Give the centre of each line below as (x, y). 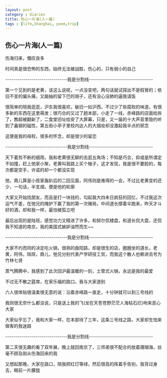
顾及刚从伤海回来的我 (36, 354)
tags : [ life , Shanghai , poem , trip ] (42, 24)
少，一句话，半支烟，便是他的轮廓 (40, 187)
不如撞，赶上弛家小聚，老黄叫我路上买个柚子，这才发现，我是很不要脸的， (81, 164)
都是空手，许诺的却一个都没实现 (42, 170)
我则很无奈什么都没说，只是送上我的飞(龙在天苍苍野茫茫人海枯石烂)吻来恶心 (83, 303)
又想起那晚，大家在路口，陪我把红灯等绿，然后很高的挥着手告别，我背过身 (81, 364)
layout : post (19, 10)
